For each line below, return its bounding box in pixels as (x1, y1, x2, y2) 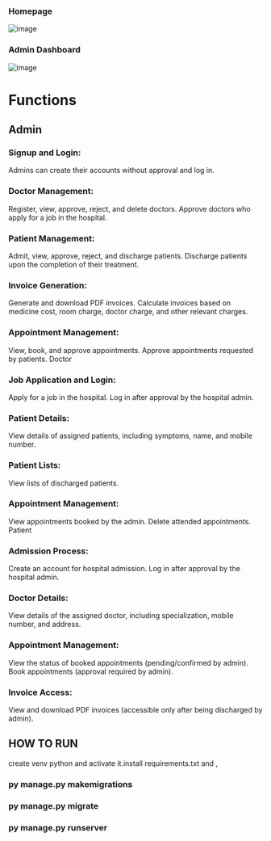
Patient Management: (8, 233, 95, 244)
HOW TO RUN (8, 737, 78, 751)
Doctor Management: (8, 186, 94, 197)
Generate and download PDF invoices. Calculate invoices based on (8, 298, 231, 308)
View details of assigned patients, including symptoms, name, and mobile (8, 431, 252, 441)
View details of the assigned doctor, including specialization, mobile (8, 611, 234, 620)
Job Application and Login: (8, 374, 116, 385)
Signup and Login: (8, 147, 81, 158)
